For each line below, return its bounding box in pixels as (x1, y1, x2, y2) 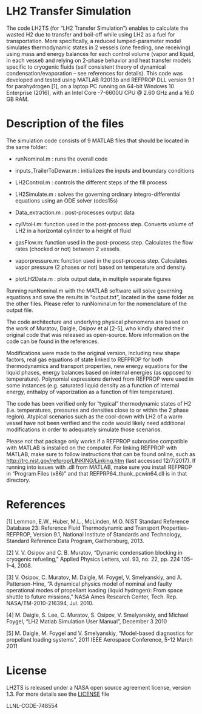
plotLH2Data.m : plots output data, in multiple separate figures (15, 275, 171, 282)
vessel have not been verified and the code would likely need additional (6, 419, 186, 426)
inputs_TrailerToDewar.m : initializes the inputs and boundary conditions (15, 167, 195, 174)
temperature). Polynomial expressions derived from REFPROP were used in (6, 375, 194, 383)
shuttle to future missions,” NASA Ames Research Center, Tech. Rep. (6, 593, 178, 600)
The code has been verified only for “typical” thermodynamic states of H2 (6, 400, 192, 407)
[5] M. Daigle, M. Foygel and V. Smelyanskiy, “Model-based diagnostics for (6, 629, 194, 637)
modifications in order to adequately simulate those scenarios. (6, 426, 163, 433)
